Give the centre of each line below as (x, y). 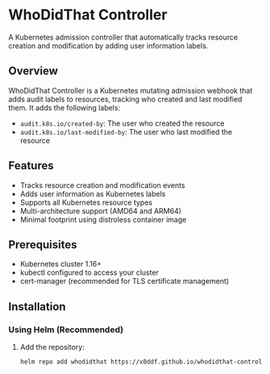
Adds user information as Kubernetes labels (93, 193)
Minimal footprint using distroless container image (103, 219)
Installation (37, 307)
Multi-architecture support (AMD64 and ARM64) (101, 210)
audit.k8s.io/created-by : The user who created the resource (122, 123)
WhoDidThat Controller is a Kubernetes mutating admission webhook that (131, 90)
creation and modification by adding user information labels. (108, 45)
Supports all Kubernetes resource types (86, 202)
